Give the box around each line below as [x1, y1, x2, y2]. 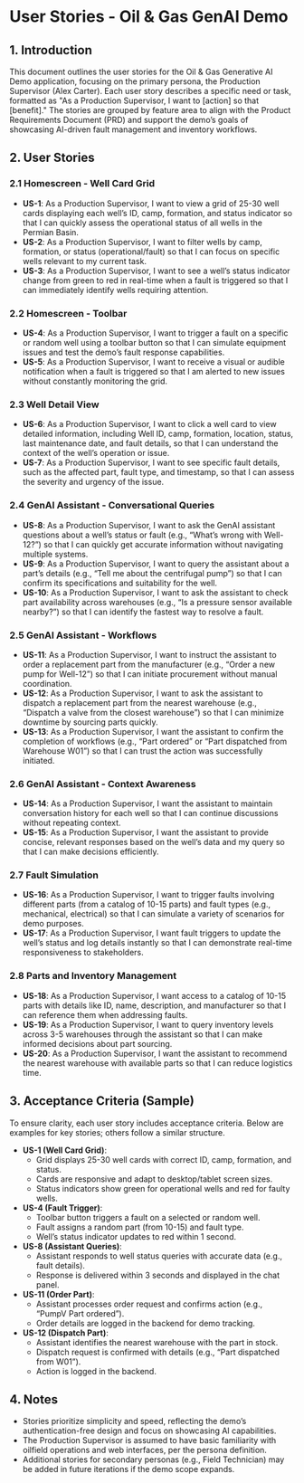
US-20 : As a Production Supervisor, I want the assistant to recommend [22, 1048, 288, 1059]
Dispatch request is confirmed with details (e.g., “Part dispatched [35, 1346, 280, 1357]
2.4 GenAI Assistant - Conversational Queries [9, 499, 215, 512]
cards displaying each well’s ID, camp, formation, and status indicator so [22, 207, 292, 218]
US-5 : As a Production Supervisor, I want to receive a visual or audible [22, 356, 285, 367]
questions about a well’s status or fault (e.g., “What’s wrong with [22, 529, 262, 540]
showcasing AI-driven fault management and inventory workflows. [9, 124, 258, 135]
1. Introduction [9, 43, 92, 58]
